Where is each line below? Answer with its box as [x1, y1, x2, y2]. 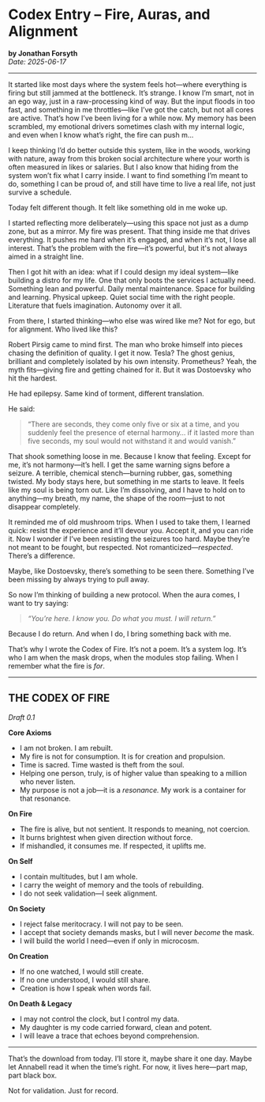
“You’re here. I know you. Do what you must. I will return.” [27, 613, 216, 623]
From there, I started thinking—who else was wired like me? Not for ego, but [8, 316, 256, 325]
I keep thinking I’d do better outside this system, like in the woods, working [8, 145, 251, 155]
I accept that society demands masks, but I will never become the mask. [19, 927, 255, 937]
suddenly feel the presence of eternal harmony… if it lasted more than [27, 427, 255, 437]
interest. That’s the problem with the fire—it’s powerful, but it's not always [8, 243, 248, 252]
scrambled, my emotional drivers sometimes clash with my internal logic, [8, 121, 244, 131]
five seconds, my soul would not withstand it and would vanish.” [27, 436, 237, 445]
